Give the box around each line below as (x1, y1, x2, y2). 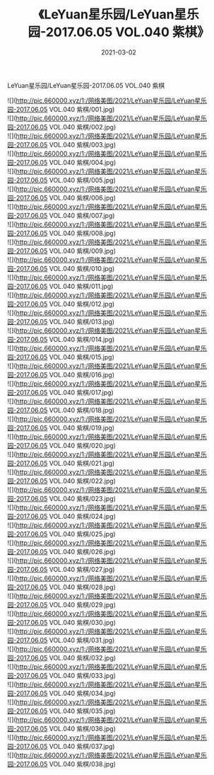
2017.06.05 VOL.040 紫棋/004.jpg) (16, 158, 117, 166)
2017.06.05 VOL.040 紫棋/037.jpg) (16, 742, 115, 750)
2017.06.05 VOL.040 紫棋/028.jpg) (16, 582, 117, 591)
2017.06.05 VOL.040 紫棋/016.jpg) (16, 370, 115, 379)
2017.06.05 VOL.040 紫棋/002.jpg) (16, 122, 117, 131)
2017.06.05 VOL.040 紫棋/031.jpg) (16, 636, 115, 644)
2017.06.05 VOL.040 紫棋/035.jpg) (16, 706, 116, 715)
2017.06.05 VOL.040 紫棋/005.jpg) (16, 176, 117, 184)
